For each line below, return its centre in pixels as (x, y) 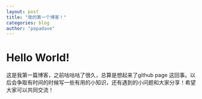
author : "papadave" (31, 28)
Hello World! (38, 58)
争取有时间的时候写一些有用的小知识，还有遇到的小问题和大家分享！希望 (106, 83)
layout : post (23, 12)
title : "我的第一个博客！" (36, 17)
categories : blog (28, 23)
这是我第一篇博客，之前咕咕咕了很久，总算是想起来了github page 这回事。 (98, 75)
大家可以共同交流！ (30, 90)
